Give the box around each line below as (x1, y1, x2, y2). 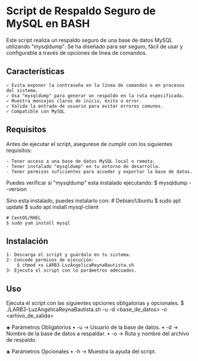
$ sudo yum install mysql (6, 220, 70, 226)
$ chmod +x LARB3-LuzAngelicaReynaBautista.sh (17, 262, 134, 269)
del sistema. (6, 88, 39, 94)
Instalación (6, 236, 49, 246)
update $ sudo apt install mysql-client (6, 203, 99, 210)
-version (6, 185, 27, 192)
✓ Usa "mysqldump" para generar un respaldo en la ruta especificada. (6, 92, 185, 99)
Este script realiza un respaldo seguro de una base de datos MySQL (6, 36, 173, 43)
